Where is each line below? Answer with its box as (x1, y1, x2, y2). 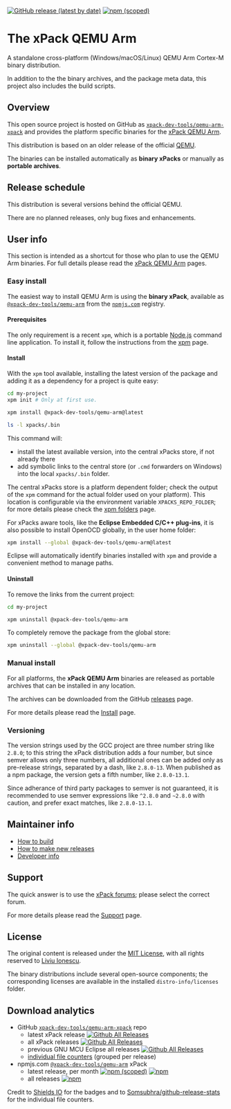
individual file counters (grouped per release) (27, 1052, 157, 1061)
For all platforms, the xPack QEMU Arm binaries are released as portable (7, 674, 215, 682)
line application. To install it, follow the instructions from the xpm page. (7, 338, 209, 346)
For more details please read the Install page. (7, 708, 136, 716)
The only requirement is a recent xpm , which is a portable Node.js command (7, 331, 223, 339)
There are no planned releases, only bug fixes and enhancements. (7, 213, 196, 221)
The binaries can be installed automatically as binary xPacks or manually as (7, 154, 225, 163)
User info (7, 233, 48, 245)
